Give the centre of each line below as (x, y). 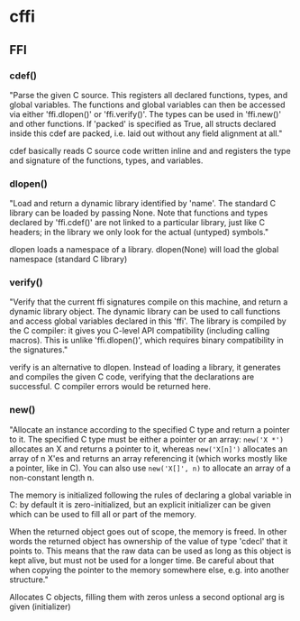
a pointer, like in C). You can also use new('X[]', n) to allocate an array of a (150, 468)
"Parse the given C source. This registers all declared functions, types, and (149, 95)
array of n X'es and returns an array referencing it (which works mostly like (149, 458)
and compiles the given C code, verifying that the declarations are (132, 377)
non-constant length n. (52, 477)
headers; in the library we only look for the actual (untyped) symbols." (139, 233)
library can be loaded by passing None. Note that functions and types (139, 213)
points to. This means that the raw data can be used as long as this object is (150, 551)
